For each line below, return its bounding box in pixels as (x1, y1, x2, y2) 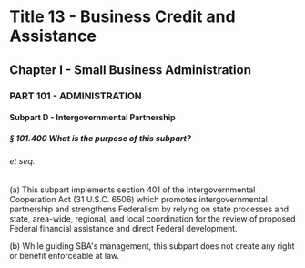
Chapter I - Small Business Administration (9, 62, 252, 77)
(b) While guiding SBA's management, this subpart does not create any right (9, 240, 295, 252)
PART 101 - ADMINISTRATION (9, 89, 143, 102)
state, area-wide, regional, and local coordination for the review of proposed (9, 212, 296, 224)
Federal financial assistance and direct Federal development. (9, 222, 239, 233)
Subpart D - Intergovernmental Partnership (9, 112, 176, 123)
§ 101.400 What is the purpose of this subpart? (9, 132, 191, 143)
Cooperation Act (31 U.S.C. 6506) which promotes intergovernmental (9, 193, 269, 204)
